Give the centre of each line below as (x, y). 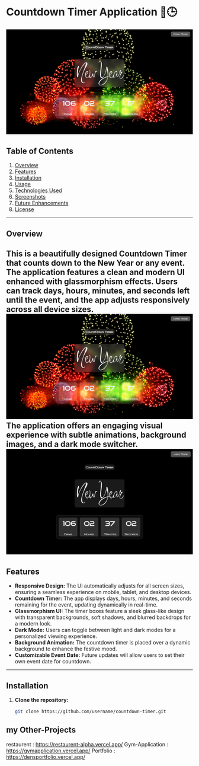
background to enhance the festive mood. (66, 649)
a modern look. (33, 624)
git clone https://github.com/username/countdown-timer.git (90, 712)
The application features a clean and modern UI (95, 272)
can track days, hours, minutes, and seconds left (98, 291)
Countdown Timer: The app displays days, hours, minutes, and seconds (103, 599)
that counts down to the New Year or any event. (96, 263)
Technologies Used (38, 190)
